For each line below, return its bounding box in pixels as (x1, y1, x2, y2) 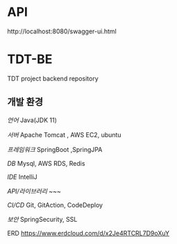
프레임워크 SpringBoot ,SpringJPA (7, 145, 103, 153)
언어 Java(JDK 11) (7, 116, 58, 124)
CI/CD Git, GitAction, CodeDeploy (7, 200, 103, 209)
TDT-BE (7, 51, 53, 67)
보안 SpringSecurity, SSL (7, 215, 78, 223)
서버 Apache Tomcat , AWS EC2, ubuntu (7, 130, 121, 139)
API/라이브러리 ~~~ (7, 186, 61, 195)
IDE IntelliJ (7, 173, 38, 181)
